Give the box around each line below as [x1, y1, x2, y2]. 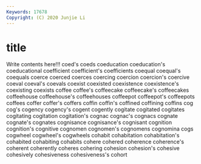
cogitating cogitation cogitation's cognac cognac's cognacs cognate [6, 112, 178, 120]
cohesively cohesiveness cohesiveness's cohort [6, 151, 128, 159]
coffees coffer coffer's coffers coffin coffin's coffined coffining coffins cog [6, 100, 193, 107]
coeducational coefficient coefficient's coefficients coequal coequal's [6, 67, 181, 75]
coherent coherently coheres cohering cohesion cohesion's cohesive [6, 145, 180, 152]
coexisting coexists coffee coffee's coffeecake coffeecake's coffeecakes [6, 86, 189, 94]
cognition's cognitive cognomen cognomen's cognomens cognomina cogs [6, 125, 194, 132]
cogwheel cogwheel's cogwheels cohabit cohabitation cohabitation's [6, 132, 180, 139]
